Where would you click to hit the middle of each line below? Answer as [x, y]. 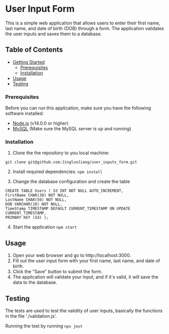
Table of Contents [34, 50]
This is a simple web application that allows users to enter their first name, [83, 23]
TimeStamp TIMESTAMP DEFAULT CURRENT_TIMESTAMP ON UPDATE [68, 209]
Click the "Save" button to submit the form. [58, 272]
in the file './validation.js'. [31, 316]
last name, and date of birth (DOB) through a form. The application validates [84, 28]
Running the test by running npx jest [44, 326]
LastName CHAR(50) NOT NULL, [36, 200]
